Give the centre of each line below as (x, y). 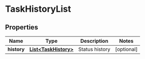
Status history (94, 49)
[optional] (126, 49)
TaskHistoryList (38, 9)
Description (94, 41)
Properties (22, 27)
